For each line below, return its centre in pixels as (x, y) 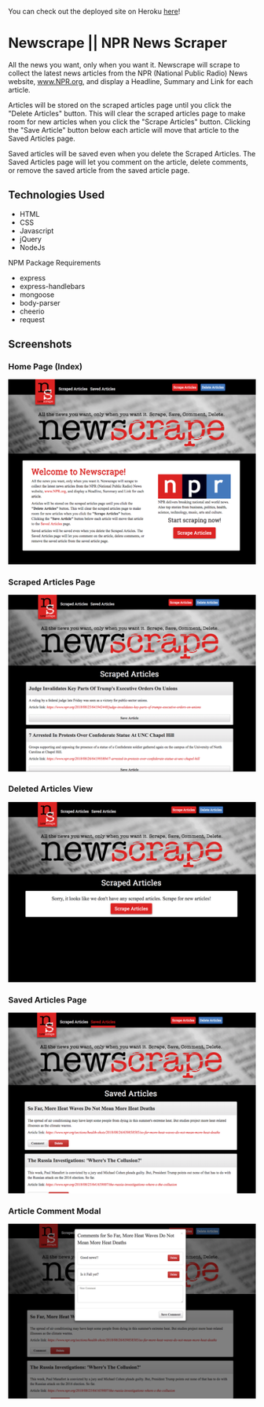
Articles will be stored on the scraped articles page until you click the (120, 104)
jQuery (30, 239)
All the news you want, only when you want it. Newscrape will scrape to (124, 64)
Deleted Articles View (51, 789)
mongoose (37, 295)
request (32, 319)
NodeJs (32, 247)
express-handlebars (52, 286)
